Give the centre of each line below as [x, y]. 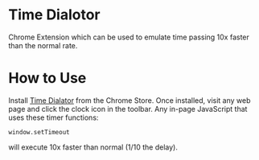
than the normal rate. [43, 45]
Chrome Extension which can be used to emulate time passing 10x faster [129, 37]
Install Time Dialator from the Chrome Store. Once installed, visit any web [129, 100]
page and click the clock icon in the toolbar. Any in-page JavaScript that [128, 109]
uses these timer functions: [53, 117]
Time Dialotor [54, 15]
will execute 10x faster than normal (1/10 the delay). [93, 147]
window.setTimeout [39, 132]
